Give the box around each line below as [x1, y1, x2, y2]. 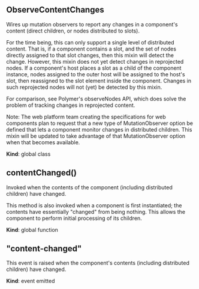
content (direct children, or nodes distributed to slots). [6, 27, 140, 34]
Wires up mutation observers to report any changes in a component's [6, 20, 178, 28]
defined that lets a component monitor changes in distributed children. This [6, 126, 192, 133]
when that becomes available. [6, 138, 80, 146]
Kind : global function [6, 226, 59, 233]
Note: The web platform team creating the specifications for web [6, 113, 166, 120]
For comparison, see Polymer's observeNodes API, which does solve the [6, 95, 186, 102]
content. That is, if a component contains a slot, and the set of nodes [6, 45, 177, 52]
